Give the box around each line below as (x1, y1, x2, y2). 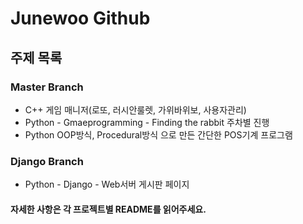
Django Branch (10, 154, 84, 168)
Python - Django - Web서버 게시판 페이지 (24, 178, 190, 191)
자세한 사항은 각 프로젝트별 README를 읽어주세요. (10, 203, 207, 215)
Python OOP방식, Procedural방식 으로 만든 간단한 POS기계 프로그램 (24, 128, 293, 141)
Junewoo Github (10, 7, 151, 30)
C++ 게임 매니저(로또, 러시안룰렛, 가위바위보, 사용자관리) (24, 103, 247, 116)
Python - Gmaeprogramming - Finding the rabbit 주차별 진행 (24, 116, 270, 128)
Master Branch (10, 80, 84, 94)
